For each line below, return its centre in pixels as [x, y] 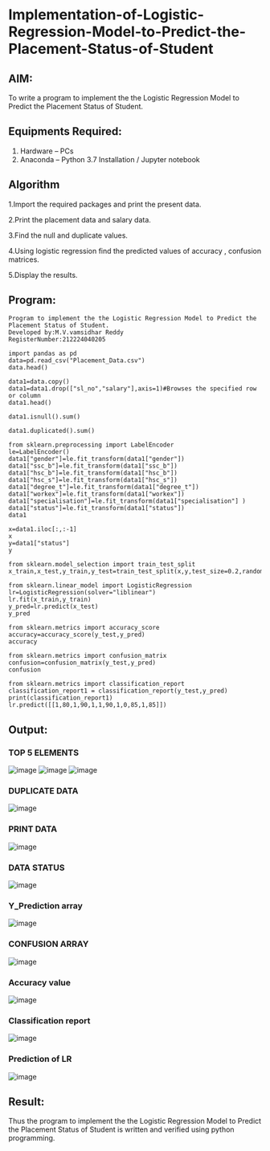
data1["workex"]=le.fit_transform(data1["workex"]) [96, 494]
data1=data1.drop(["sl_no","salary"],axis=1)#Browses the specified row [133, 389]
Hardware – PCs [47, 151]
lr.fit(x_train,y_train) [50, 600]
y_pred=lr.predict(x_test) [53, 607]
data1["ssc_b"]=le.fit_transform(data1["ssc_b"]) [93, 466]
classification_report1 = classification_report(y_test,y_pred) [118, 691]
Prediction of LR [40, 1059]
